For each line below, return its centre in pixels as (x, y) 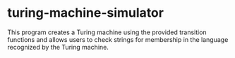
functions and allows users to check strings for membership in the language (118, 39)
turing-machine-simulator (86, 13)
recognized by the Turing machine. (58, 47)
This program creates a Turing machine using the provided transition (107, 32)
